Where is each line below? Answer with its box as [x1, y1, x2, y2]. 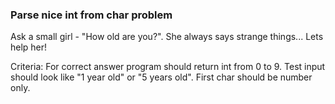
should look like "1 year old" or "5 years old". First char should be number [10, 71, 313, 83]
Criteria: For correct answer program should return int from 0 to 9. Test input [10, 61, 326, 73]
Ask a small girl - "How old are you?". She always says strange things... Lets [10, 31, 324, 43]
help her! [10, 41, 48, 53]
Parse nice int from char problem [10, 8, 173, 22]
